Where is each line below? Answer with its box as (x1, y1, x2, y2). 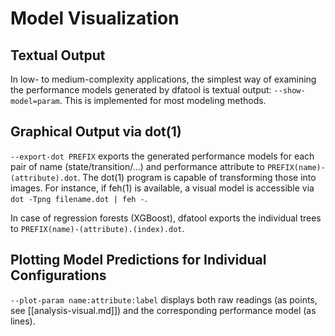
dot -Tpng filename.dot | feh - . (10, 192, 148, 204)
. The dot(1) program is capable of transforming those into (77, 171, 317, 183)
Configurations (10, 267, 107, 284)
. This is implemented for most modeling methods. (59, 95, 267, 106)
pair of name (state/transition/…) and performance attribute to (10, 160, 265, 172)
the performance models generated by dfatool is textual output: (10, 84, 272, 96)
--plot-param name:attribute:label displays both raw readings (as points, (10, 293, 318, 306)
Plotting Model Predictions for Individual (10, 252, 267, 269)
